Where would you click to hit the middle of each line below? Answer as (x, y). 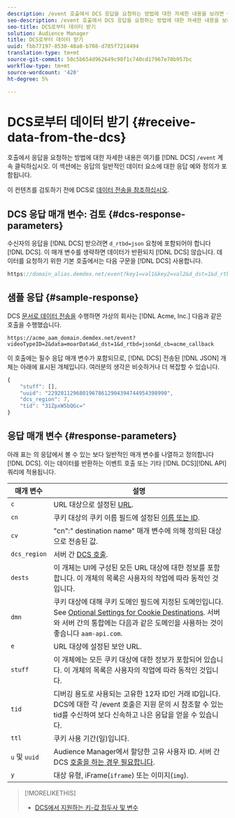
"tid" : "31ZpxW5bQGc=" (53, 406)
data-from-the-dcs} (67, 137)
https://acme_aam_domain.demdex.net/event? (72, 338)
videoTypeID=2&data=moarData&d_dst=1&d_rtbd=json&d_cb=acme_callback (111, 344)
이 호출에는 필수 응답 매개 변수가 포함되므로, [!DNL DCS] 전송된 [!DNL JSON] (113, 357)
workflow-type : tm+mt (39, 66)
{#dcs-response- (147, 214)
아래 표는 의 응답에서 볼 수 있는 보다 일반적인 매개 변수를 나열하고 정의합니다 (111, 454)
